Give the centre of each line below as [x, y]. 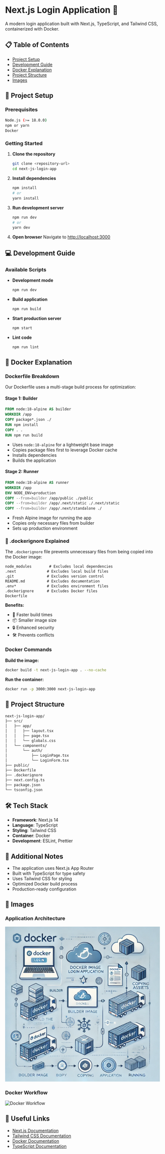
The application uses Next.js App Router [53, 868]
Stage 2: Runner [22, 472]
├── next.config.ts [25, 780]
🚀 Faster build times [32, 615]
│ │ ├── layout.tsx [29, 731]
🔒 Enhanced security [33, 628]
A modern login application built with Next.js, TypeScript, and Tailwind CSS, [82, 24]
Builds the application [34, 460]
